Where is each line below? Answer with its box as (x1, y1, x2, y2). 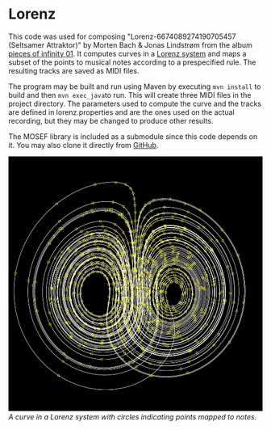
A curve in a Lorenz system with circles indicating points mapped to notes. (8, 411, 257, 421)
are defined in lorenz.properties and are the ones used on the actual (8, 107, 236, 117)
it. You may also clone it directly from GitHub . (8, 140, 159, 150)
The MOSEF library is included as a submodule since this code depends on (8, 131, 258, 141)
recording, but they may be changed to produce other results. (8, 116, 214, 125)
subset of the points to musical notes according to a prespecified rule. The (8, 57, 256, 67)
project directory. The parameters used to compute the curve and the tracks (8, 99, 262, 108)
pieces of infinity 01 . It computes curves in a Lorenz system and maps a (8, 48, 247, 58)
